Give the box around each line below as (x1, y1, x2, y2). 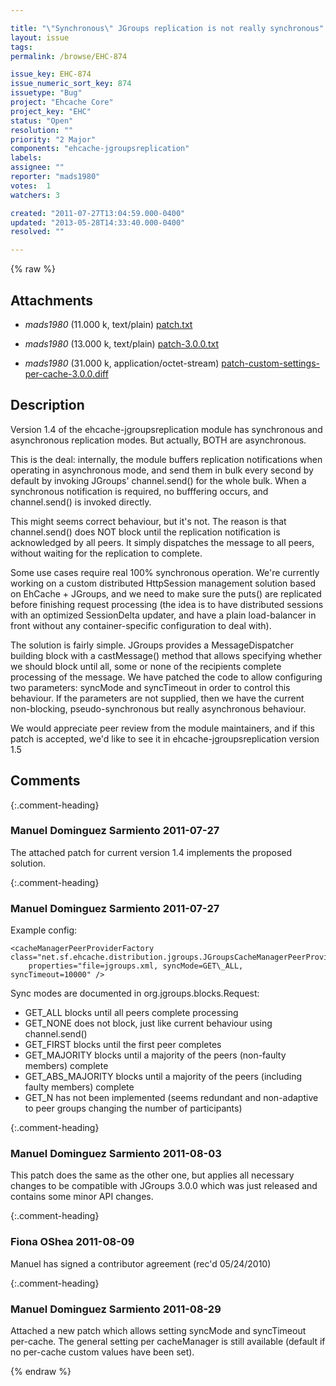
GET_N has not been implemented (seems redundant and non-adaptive (24, 1092, 319, 1104)
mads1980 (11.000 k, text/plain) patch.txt (24, 318, 193, 330)
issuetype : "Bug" (10, 88, 83, 98)
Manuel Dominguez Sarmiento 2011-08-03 (10, 1147, 222, 1161)
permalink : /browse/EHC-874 (10, 51, 128, 61)
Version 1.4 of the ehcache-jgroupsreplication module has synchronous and (10, 423, 323, 435)
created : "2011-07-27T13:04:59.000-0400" (10, 208, 186, 218)
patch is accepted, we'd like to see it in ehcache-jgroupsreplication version (10, 732, 320, 745)
